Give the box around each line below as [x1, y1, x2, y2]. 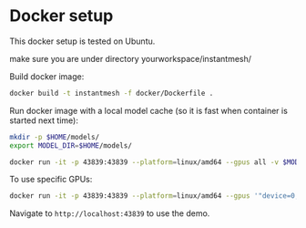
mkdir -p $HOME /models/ [9, 132, 100, 141]
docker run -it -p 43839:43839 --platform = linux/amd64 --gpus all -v [9, 157, 280, 167]
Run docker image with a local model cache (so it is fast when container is [9, 105, 289, 116]
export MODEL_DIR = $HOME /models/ [9, 140, 132, 150]
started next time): [9, 115, 79, 126]
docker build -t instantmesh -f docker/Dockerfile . [9, 88, 214, 98]
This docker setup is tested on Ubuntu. [9, 36, 156, 47]
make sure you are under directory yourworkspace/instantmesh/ [9, 53, 252, 64]
